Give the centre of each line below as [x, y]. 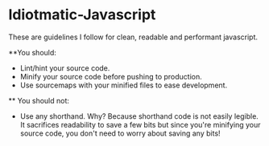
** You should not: [39, 100]
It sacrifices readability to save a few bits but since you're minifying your [140, 124]
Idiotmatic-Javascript [82, 15]
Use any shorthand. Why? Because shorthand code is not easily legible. [139, 116]
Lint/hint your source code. [65, 68]
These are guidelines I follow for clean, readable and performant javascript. [133, 37]
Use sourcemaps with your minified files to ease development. [124, 85]
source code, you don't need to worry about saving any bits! [120, 133]
